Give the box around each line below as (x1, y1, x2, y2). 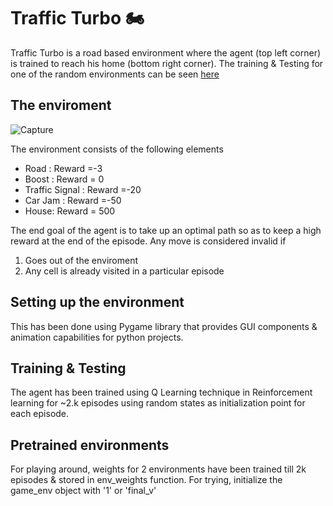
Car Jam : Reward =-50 (24, 194, 122, 206)
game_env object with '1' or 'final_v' (10, 485, 157, 497)
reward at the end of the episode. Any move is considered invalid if (10, 235, 287, 247)
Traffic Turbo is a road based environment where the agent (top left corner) (10, 46, 322, 59)
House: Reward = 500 (24, 205, 116, 217)
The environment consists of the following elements (10, 143, 224, 155)
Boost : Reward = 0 (24, 173, 105, 185)
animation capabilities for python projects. (10, 331, 184, 343)
